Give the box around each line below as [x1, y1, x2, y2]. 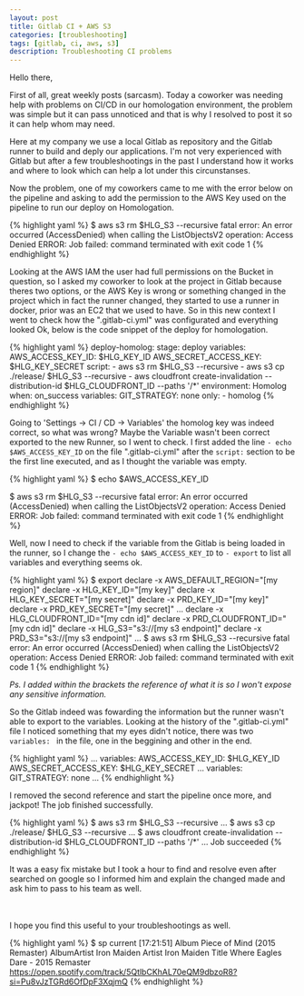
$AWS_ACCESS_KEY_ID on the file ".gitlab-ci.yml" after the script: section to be [9, 446, 296, 457]
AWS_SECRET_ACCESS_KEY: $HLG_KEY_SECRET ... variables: [9, 762, 243, 773]
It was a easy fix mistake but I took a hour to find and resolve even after [9, 864, 277, 875]
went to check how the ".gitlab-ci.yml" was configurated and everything [9, 314, 279, 325]
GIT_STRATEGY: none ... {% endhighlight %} [9, 772, 175, 783]
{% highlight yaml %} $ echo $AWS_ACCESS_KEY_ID [9, 473, 209, 484]
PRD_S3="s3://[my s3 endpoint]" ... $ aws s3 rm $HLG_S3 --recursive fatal [9, 632, 290, 643]
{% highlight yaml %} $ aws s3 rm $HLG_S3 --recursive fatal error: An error [9, 220, 293, 231]
